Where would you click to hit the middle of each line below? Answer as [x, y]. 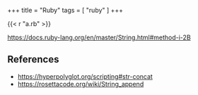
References [33, 59]
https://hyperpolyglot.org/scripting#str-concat [85, 76]
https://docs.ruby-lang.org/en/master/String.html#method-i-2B [99, 37]
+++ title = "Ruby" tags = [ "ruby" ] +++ [65, 10]
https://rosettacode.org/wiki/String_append [81, 84]
